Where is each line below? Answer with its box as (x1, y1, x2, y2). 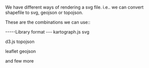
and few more (5, 58, 34, 64)
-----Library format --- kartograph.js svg (5, 29, 89, 34)
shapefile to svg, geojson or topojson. (5, 9, 84, 15)
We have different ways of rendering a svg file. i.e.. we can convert (5, 4, 144, 10)
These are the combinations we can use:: (5, 19, 91, 25)
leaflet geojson (5, 48, 36, 54)
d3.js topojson (5, 38, 35, 44)
